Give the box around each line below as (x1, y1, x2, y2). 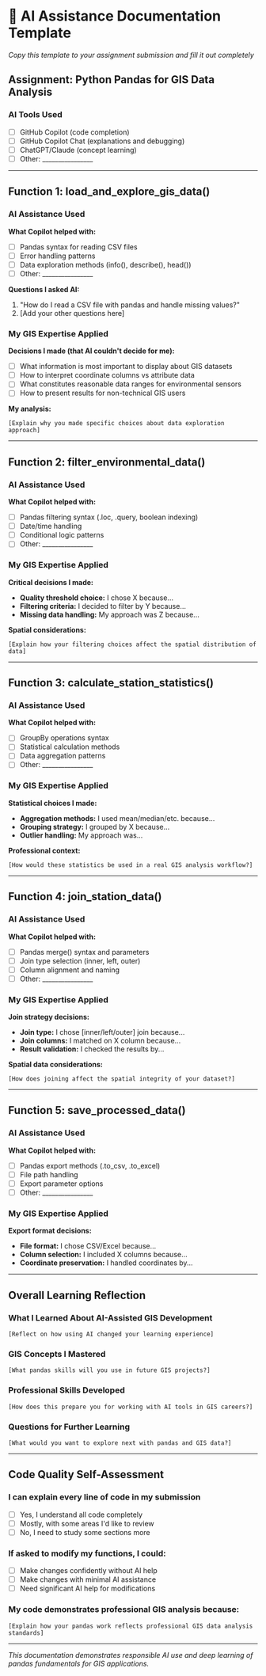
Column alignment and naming (19, 965, 120, 975)
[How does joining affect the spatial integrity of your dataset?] (8, 1075, 236, 1083)
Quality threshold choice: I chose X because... (19, 593, 174, 602)
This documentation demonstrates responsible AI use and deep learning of (8, 1650, 253, 1659)
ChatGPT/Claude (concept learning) (19, 145, 137, 154)
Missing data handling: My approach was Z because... (19, 610, 199, 619)
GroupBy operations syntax (19, 733, 109, 743)
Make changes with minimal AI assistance (19, 1575, 157, 1584)
